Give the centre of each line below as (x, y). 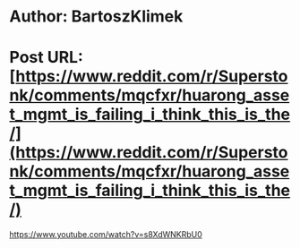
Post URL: (46, 58)
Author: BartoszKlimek (96, 17)
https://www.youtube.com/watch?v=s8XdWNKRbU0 (106, 235)
